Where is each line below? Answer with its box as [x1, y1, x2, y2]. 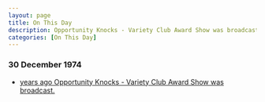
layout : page [8, 11, 51, 20]
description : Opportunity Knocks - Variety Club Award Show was [8, 26, 224, 34]
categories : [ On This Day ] [8, 33, 97, 42]
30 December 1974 [8, 60, 82, 71]
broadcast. [19, 86, 55, 95]
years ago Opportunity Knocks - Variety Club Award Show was [19, 77, 225, 86]
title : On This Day [8, 19, 73, 27]
